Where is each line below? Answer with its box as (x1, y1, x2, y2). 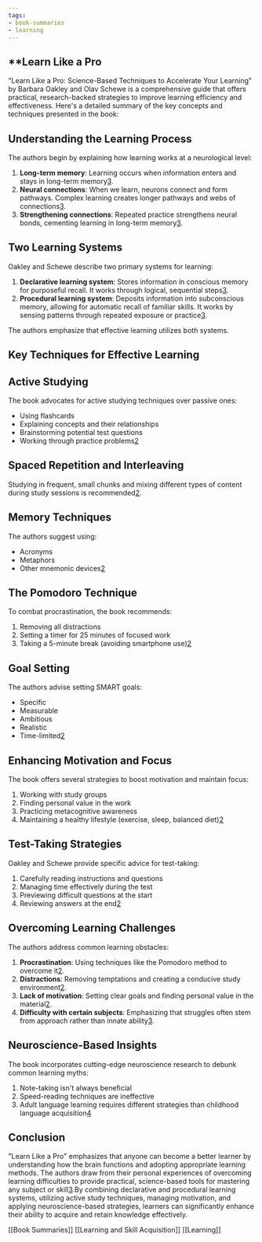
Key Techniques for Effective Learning (8, 349, 200, 362)
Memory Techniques (8, 511, 112, 524)
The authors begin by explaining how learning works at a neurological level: (8, 153, 253, 162)
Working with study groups (19, 790, 107, 799)
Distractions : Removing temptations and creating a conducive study (19, 974, 241, 984)
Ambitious (19, 714, 53, 724)
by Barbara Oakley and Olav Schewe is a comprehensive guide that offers (8, 84, 247, 94)
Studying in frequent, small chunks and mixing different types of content (8, 480, 242, 489)
